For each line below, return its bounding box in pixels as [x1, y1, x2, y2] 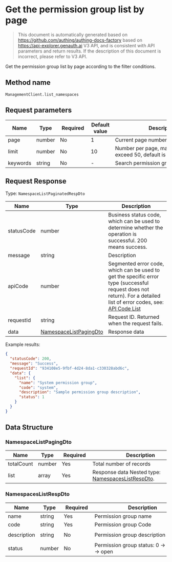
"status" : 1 [18, 394, 45, 400]
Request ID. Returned [108, 314, 160, 321]
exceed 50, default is [115, 151, 166, 158]
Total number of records [92, 460, 151, 467]
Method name [5, 78, 51, 87]
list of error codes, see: [108, 299, 164, 306]
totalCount [8, 460, 33, 467]
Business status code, [108, 211, 161, 219]
